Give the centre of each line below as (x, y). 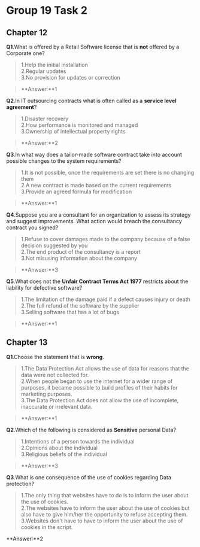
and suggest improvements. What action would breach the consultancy (94, 221)
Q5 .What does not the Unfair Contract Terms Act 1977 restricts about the (97, 281)
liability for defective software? (44, 288)
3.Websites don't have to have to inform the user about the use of (102, 521)
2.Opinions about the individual (59, 448)
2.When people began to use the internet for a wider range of (97, 381)
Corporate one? (25, 53)
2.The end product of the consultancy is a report (81, 252)
